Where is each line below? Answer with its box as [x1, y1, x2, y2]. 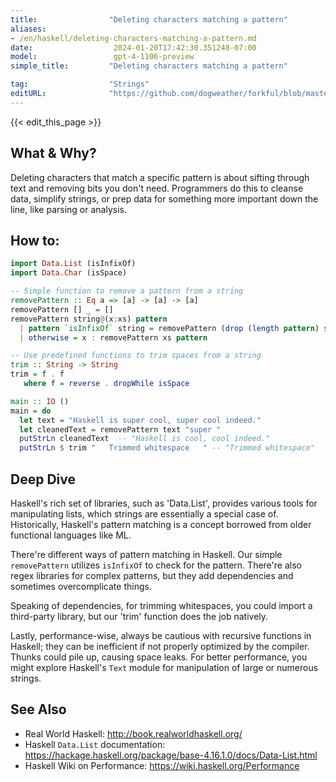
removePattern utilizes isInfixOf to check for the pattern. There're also [10, 559, 302, 571]
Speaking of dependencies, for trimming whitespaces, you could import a [10, 599, 313, 611]
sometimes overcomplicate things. [10, 580, 152, 592]
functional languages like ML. [10, 529, 132, 541]
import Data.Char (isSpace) [10, 268, 128, 278]
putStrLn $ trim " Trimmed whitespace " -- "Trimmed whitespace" [19, 443, 315, 453]
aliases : [10, 24, 47, 34]
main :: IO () [10, 396, 70, 406]
